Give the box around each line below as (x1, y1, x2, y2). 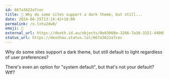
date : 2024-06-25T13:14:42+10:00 (5, 16, 75, 21)
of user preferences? (5, 54, 49, 60)
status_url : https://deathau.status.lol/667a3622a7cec (5, 35, 123, 40)
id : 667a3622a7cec (5, 7, 44, 12)
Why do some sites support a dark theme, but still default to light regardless (5, 48, 162, 55)
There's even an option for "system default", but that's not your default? (5, 63, 154, 70)
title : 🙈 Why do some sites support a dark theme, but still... (5, 12, 143, 17)
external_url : (5, 30, 35, 35)
